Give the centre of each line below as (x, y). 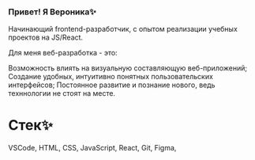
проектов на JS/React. (46, 37)
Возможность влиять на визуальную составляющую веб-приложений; (127, 68)
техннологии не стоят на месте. (62, 93)
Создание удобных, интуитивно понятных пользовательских (111, 77)
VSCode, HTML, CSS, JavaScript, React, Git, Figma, (92, 148)
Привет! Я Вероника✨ (52, 12)
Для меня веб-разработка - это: (63, 53)
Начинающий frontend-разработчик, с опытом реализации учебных (123, 29)
